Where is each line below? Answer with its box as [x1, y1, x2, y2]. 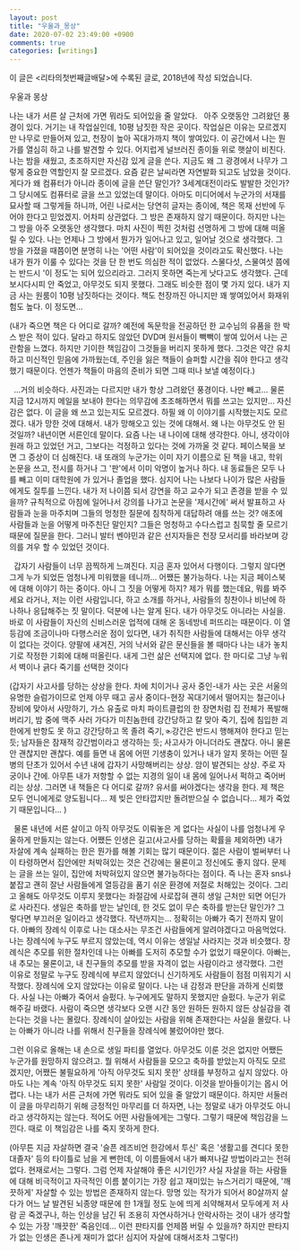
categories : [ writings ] [9, 47, 99, 56]
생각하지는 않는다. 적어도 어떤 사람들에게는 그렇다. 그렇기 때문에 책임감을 [25, 1112, 279, 1123]
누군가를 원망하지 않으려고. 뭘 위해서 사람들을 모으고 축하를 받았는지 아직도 [9, 1056, 270, 1067]
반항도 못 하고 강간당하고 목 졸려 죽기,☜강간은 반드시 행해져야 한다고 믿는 [32, 726, 289, 736]
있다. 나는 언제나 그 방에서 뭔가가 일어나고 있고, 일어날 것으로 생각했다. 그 [28, 234, 284, 245]
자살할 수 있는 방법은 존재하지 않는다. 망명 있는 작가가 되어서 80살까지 [35, 1187, 279, 1198]
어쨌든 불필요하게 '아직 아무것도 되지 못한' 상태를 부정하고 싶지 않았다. [35, 1067, 279, 1078]
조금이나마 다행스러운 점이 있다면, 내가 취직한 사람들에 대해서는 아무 [32, 628, 270, 639]
